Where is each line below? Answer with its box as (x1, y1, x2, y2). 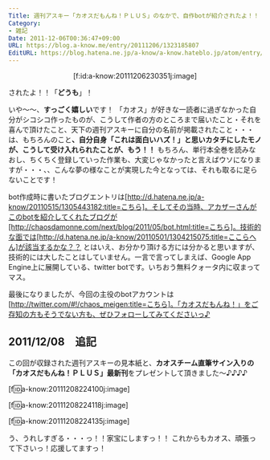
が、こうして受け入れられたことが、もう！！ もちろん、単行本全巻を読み (8, 145, 249, 154)
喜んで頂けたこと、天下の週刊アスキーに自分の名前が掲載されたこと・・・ (8, 125, 255, 134)
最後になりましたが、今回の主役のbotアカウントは (8, 290, 174, 299)
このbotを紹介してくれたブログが (8, 212, 118, 222)
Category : (8, 19, 42, 27)
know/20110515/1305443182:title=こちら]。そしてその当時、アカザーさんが (8, 202, 257, 211)
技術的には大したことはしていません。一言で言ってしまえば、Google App (8, 252, 252, 262)
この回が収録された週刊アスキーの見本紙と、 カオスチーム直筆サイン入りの (8, 358, 255, 368)
